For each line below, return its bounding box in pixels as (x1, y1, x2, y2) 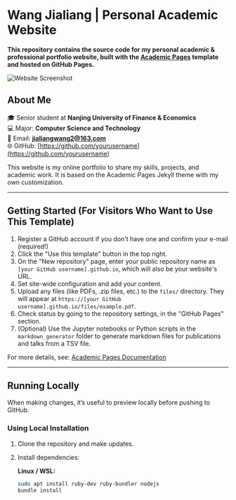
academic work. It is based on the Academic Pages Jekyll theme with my (7, 170, 219, 179)
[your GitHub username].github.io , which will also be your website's (17, 264, 218, 273)
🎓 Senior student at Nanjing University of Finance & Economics (7, 113, 197, 122)
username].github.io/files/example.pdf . (17, 302, 136, 310)
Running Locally (7, 380, 79, 392)
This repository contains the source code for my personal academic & (7, 45, 216, 53)
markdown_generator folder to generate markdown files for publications (17, 331, 221, 340)
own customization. (7, 178, 65, 186)
